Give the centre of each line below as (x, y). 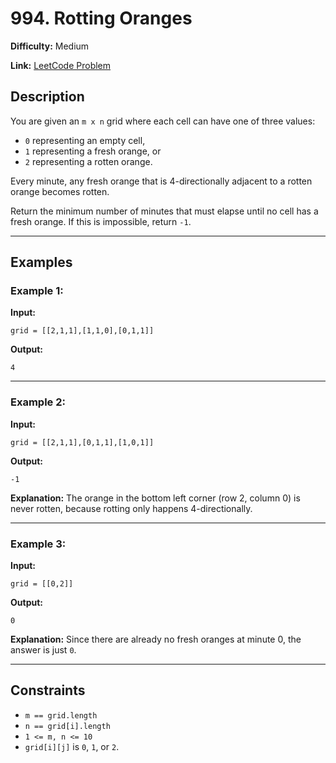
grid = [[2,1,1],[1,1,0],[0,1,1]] (82, 331)
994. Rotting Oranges (101, 18)
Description (47, 97)
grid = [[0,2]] (42, 584)
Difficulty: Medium (50, 46)
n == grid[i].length (67, 726)
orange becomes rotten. (60, 191)
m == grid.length (61, 715)
